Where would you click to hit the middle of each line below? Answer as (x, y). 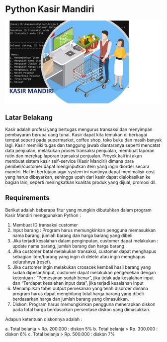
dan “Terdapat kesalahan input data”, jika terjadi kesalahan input (78, 283)
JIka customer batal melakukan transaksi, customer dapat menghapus (84, 251)
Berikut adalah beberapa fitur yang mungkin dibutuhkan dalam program (78, 210)
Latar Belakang (29, 117)
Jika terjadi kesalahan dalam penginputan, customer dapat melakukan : (85, 240)
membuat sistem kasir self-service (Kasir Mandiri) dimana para (70, 161)
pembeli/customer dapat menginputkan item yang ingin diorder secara (77, 166)
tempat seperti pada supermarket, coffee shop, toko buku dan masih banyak (83, 140)
